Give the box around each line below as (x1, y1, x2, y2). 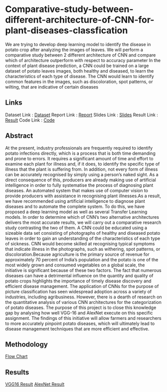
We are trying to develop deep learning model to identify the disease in (5, 41, 151, 47)
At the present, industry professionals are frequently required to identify (5, 145, 153, 151)
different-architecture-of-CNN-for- (5, 14, 155, 26)
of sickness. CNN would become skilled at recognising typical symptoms (5, 240, 155, 246)
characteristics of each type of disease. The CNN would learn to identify (5, 73, 155, 79)
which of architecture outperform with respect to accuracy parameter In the (5, 57, 161, 63)
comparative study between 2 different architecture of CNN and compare (5, 52, 156, 58)
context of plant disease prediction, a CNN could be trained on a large (5, 63, 149, 69)
